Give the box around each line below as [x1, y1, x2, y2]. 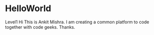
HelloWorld [5, 3, 51, 14]
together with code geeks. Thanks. [5, 24, 76, 30]
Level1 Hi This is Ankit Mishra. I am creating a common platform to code [5, 19, 150, 25]
